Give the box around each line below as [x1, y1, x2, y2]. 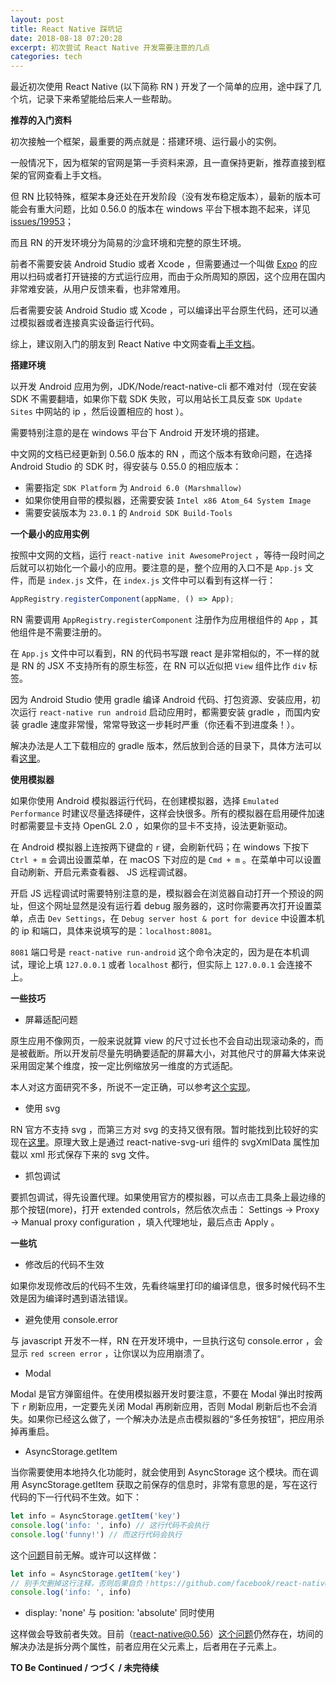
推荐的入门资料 [10, 114, 72, 126]
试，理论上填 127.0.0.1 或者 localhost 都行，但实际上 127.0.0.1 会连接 [10, 959, 304, 970]
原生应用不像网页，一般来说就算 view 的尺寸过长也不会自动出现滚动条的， [10, 1035, 315, 1046]
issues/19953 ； [10, 216, 75, 228]
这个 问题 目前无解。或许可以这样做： [10, 1549, 160, 1561]
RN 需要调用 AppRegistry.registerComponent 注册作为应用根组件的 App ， [10, 614, 310, 625]
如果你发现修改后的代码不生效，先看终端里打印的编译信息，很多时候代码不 [10, 1280, 317, 1291]
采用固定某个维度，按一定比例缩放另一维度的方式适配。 [10, 1060, 238, 1071]
